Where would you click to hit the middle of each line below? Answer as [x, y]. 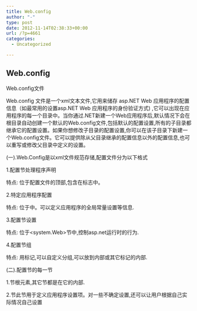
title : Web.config [29, 11]
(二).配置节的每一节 [29, 270]
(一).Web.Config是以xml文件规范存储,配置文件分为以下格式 [77, 157]
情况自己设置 [26, 302]
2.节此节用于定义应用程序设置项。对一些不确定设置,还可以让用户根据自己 [94, 295]
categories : [21, 39]
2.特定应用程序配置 [29, 195]
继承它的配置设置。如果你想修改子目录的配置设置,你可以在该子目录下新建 [95, 130]
